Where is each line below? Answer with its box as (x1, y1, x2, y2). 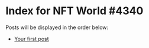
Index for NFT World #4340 (5, 4, 144, 18)
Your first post (14, 35, 49, 42)
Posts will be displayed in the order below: (5, 24, 109, 31)
